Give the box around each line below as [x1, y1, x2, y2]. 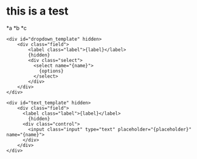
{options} [38, 68, 64, 74]
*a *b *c [6, 24, 27, 32]
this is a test [6, 4, 69, 18]
